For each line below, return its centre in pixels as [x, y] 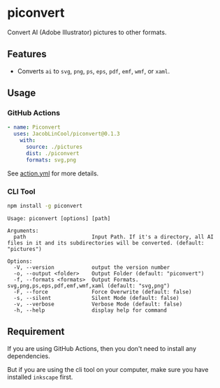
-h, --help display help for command [90, 310]
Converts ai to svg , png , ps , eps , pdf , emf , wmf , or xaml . [93, 71]
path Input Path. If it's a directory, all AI [114, 237]
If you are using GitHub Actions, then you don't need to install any [102, 348]
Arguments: [23, 231]
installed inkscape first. [40, 377]
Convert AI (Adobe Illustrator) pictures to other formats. [87, 32]
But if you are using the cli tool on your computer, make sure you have [108, 369]
